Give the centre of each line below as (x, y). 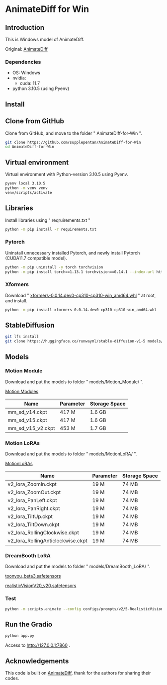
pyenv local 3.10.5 (25, 183)
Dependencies (23, 62)
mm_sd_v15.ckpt (27, 420)
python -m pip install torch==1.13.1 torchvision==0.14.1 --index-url (80, 272)
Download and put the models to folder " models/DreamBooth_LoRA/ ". (78, 566)
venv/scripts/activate (29, 192)
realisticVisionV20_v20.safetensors (41, 586)
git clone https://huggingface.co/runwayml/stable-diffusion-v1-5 (75, 342)
